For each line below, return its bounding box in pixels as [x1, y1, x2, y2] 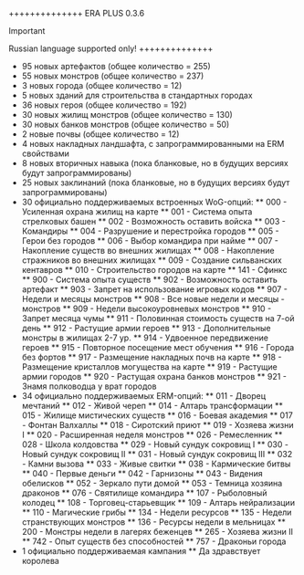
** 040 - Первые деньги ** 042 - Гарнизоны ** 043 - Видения [21, 468, 263, 478]
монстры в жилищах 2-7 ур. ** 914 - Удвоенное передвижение [21, 332, 268, 343]
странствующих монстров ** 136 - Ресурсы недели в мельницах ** [21, 517, 287, 528]
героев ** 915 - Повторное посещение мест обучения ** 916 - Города [21, 342, 295, 352]
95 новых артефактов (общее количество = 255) [21, 61, 211, 71]
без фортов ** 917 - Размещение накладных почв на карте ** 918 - [21, 351, 282, 362]
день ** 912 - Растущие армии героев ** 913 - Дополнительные [21, 323, 271, 333]
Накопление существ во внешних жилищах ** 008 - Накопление [21, 246, 275, 256]
